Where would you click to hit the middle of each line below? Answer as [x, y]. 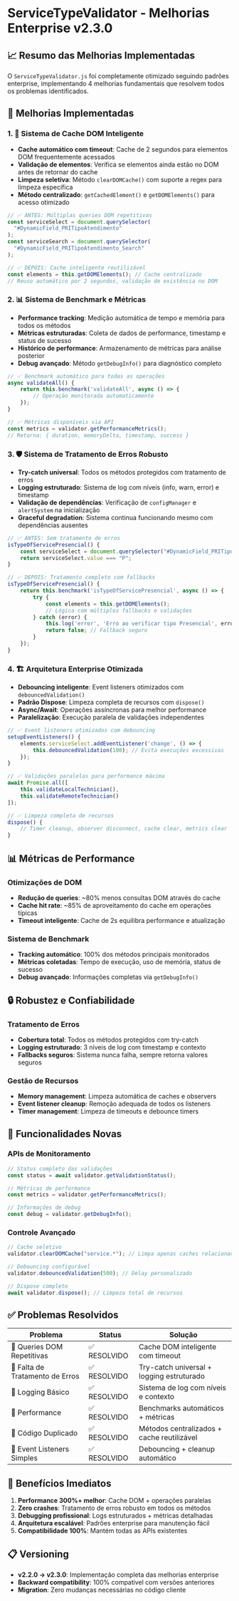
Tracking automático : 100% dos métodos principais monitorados [113, 954]
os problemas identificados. [48, 91]
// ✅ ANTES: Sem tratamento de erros [64, 538]
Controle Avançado [42, 1232]
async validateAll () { [41, 383]
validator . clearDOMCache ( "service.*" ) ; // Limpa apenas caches [103, 1254]
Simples [24, 1458]
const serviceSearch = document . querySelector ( [79, 242]
